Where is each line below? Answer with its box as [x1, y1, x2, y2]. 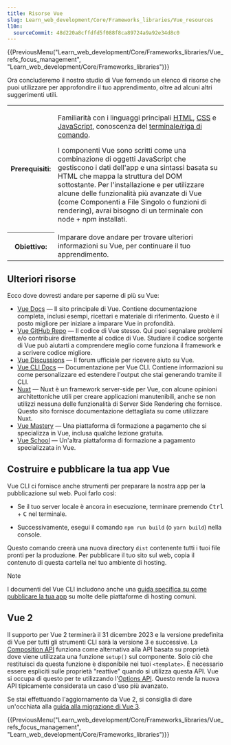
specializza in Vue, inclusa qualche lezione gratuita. [16, 429, 164, 438]
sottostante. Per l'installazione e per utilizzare [57, 180, 205, 190]
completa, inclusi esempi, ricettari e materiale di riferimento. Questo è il [16, 312, 219, 321]
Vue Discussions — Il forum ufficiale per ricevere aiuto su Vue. [16, 356, 195, 365]
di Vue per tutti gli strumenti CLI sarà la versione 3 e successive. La [7, 638, 198, 646]
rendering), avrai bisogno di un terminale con [57, 206, 203, 215]
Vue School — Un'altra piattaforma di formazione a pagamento [16, 436, 196, 444]
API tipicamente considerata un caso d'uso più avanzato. [7, 682, 168, 690]
